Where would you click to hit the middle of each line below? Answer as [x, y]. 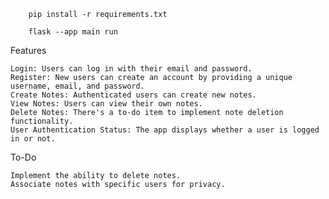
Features [28, 50]
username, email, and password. [77, 86]
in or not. [33, 139]
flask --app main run [73, 32]
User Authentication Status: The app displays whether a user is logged [165, 130]
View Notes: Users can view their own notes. [106, 104]
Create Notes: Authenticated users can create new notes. [133, 95]
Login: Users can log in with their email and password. [131, 69]
